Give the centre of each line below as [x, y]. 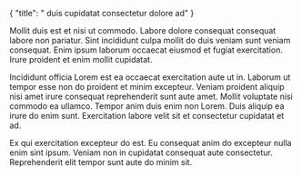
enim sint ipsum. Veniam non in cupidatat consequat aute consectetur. [141, 152]
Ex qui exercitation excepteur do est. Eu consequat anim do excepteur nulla [151, 143]
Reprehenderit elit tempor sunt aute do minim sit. [101, 162]
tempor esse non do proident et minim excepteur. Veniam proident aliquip [147, 87]
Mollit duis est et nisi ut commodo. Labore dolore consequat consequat [143, 30]
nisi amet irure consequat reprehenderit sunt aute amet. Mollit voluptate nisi [151, 96]
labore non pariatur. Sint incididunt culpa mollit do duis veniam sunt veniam [150, 40]
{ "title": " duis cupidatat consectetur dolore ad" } [102, 13]
